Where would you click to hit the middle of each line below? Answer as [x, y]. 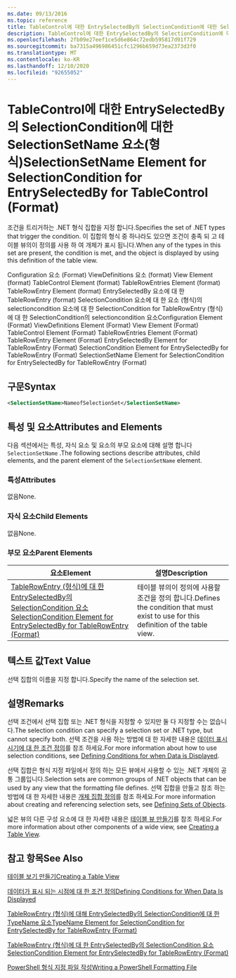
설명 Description [181, 573]
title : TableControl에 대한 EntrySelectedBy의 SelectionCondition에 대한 [112, 27]
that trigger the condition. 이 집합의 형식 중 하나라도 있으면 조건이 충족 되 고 [112, 237]
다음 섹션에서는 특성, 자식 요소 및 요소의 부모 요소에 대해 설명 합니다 [100, 445]
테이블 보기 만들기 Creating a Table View [64, 877]
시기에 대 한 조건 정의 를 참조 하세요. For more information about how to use [112, 748]
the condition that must [175, 607]
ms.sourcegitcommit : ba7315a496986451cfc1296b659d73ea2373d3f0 [102, 46]
